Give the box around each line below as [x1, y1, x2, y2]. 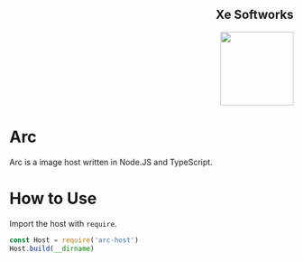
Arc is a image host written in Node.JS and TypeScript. [9, 156, 214, 167]
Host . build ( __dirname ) [9, 244, 95, 253]
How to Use [9, 188, 97, 209]
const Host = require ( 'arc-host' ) [9, 235, 140, 245]
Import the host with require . [9, 218, 117, 229]
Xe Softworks [216, 7, 294, 23]
